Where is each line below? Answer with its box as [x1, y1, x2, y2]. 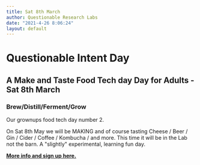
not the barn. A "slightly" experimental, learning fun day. [6, 140, 146, 148]
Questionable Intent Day [6, 52, 130, 65]
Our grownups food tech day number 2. [6, 116, 105, 124]
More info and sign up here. [6, 152, 77, 160]
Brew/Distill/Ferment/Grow [6, 103, 87, 111]
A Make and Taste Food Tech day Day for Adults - [6, 75, 195, 85]
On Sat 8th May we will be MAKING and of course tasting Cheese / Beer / [6, 128, 188, 135]
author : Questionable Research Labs [6, 14, 98, 20]
